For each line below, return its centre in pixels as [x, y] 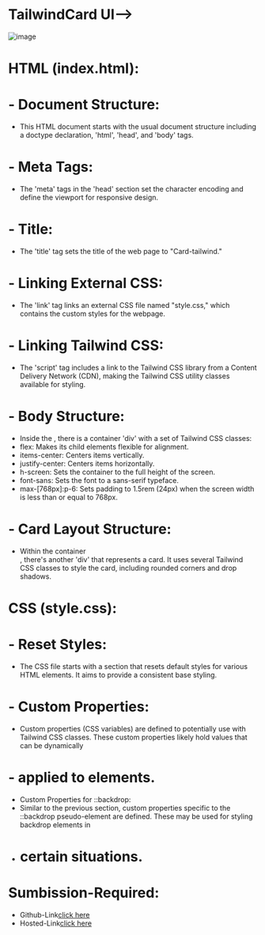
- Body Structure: [66, 416]
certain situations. [81, 856]
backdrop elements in [55, 824]
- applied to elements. [82, 777]
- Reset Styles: [58, 645]
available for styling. [53, 384]
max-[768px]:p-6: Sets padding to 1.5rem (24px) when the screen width [137, 488]
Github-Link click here [55, 914]
